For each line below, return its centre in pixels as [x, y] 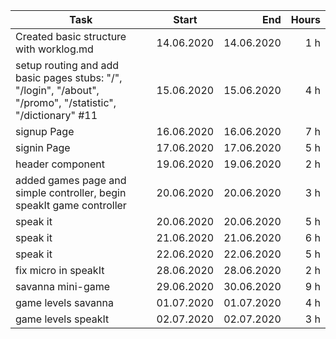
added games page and [71, 180]
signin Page [43, 147]
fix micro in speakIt [60, 270]
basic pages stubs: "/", [69, 77]
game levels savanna [64, 302]
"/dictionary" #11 [56, 115]
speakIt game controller [71, 205]
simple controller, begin [71, 192]
